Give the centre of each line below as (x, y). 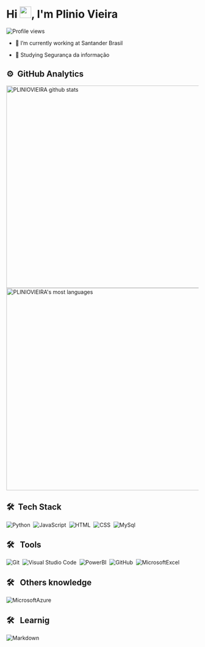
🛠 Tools (24, 545)
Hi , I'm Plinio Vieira (62, 14)
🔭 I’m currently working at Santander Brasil (69, 43)
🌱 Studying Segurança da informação (62, 54)
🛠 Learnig (28, 620)
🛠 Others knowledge (49, 583)
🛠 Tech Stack (34, 507)
